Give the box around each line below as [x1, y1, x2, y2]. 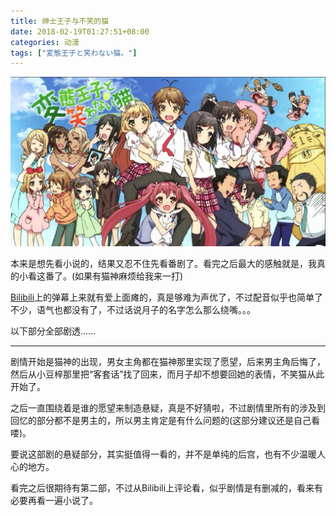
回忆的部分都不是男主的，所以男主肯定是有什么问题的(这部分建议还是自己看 [10, 414, 321, 426]
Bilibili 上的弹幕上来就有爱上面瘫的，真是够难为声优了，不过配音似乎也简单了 [10, 291, 324, 303]
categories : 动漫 [10, 37, 80, 47]
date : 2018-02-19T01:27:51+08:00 [10, 26, 150, 37]
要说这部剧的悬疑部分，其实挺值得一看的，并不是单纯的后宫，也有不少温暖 [10, 448, 317, 460]
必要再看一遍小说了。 [10, 494, 98, 506]
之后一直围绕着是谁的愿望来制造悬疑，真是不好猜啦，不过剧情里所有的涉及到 [10, 401, 326, 414]
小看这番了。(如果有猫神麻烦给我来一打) [18, 270, 184, 282]
